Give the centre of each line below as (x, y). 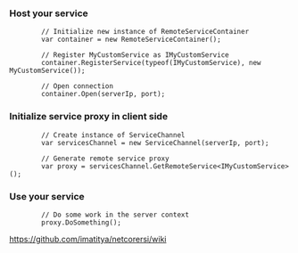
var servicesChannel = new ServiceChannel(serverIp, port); (155, 143)
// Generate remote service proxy (105, 159)
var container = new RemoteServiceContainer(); (131, 40)
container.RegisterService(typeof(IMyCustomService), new (151, 63)
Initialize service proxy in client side (88, 117)
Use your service (47, 196)
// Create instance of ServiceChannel (113, 135)
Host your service (49, 13)
